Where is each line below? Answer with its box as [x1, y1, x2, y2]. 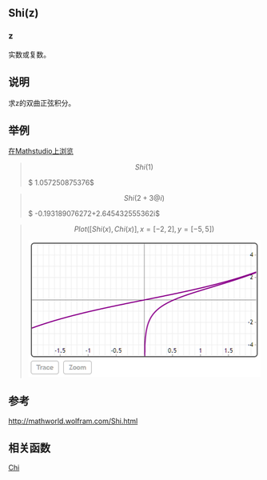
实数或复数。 [8, 50, 50, 59]
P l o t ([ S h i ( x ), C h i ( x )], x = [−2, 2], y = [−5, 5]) [74, 224, 215, 234]
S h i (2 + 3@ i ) [123, 194, 165, 203]
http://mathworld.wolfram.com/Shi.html [8, 416, 138, 426]
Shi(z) [8, 6, 39, 20]
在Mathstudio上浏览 [8, 146, 74, 156]
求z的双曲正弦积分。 [8, 98, 76, 107]
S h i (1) [134, 162, 154, 172]
